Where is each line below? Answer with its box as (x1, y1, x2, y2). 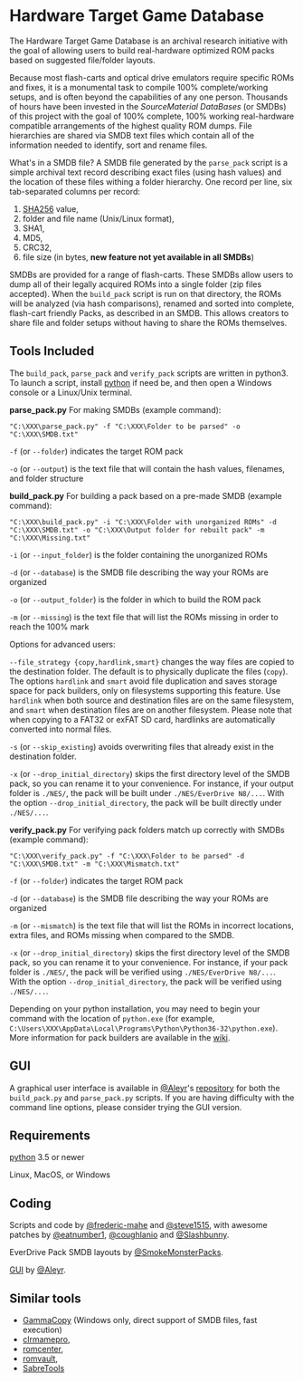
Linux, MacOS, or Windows (9, 1169, 111, 1180)
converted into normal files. (9, 724, 112, 734)
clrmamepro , (22, 1334, 71, 1345)
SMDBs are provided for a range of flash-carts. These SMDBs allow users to (9, 269, 294, 280)
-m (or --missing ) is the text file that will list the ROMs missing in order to (9, 611, 279, 622)
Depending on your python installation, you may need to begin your (9, 1003, 260, 1014)
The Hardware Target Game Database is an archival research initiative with (9, 35, 288, 46)
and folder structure (9, 473, 84, 484)
